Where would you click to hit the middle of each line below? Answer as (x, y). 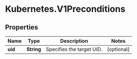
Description (74, 41)
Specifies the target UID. (74, 49)
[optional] (119, 49)
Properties (22, 27)
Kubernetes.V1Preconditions (65, 9)
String (34, 49)
